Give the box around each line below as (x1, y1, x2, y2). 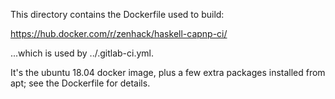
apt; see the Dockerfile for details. (10, 77, 151, 89)
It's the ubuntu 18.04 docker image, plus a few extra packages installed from (10, 67, 326, 78)
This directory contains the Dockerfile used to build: (10, 9, 225, 20)
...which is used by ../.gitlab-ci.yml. (10, 47, 154, 59)
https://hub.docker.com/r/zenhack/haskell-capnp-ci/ (10, 28, 228, 39)
